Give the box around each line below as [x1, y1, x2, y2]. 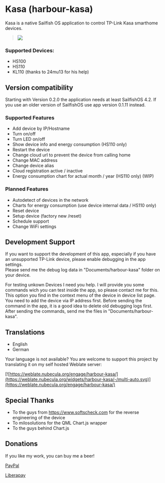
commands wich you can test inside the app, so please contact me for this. [5, 287, 159, 293]
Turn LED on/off [12, 136, 46, 142]
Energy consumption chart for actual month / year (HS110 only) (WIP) [12, 173, 154, 179]
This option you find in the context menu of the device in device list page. [5, 292, 156, 298]
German [12, 347, 29, 353]
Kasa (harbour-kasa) [5, 3, 93, 15]
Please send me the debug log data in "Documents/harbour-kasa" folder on [5, 267, 160, 273]
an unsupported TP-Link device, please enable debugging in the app [5, 256, 146, 262]
